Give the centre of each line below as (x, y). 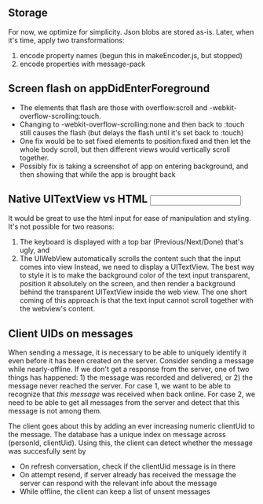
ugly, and (35, 250)
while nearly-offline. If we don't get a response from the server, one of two (129, 370)
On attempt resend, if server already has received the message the (128, 475)
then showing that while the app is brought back (97, 174)
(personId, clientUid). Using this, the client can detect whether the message (130, 443)
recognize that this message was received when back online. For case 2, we (132, 394)
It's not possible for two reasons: (61, 226)
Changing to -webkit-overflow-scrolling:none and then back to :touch (132, 124)
